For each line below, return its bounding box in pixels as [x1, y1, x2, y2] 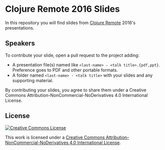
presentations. [5, 25, 34, 30]
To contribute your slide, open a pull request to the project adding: [5, 52, 139, 58]
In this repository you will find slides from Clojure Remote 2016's [5, 20, 136, 26]
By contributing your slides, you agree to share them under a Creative [5, 87, 147, 93]
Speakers [5, 39, 35, 48]
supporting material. [12, 77, 54, 83]
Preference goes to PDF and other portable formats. [12, 67, 118, 73]
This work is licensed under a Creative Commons [5, 134, 105, 140]
